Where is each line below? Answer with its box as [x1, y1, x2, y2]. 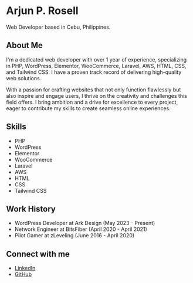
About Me [6, 40, 43, 50]
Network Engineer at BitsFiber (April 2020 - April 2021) [14, 226, 148, 233]
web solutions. [6, 74, 42, 81]
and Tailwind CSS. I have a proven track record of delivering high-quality [6, 69, 182, 76]
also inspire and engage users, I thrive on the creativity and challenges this [6, 92, 188, 99]
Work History [6, 204, 56, 214]
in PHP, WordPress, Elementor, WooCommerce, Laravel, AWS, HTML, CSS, [6, 62, 187, 69]
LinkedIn [14, 265, 36, 272]
